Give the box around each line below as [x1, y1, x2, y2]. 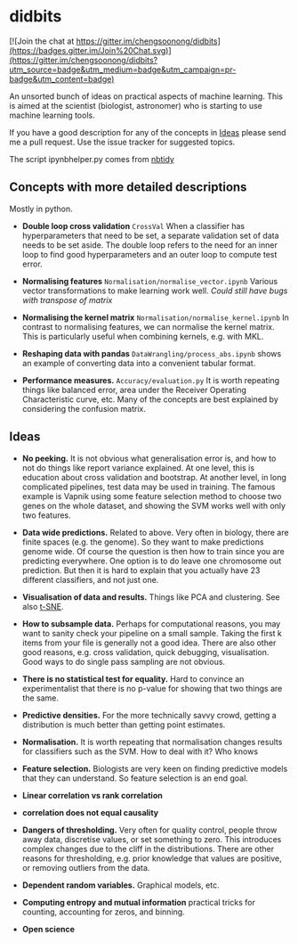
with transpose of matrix [21, 294, 113, 305]
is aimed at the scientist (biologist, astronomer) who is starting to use [9, 100, 262, 111]
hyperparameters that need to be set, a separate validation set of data [21, 230, 279, 241]
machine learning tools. [9, 110, 95, 120]
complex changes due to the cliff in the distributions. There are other [21, 843, 274, 854]
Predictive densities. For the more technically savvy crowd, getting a [21, 709, 278, 720]
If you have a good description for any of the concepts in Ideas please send [9, 127, 286, 137]
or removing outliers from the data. [21, 862, 150, 873]
